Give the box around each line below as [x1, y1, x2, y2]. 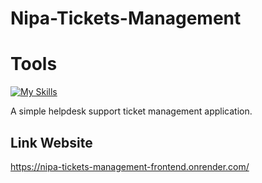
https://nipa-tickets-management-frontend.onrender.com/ [10, 160, 250, 172]
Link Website [10, 134, 93, 151]
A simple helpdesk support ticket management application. [10, 105, 253, 117]
